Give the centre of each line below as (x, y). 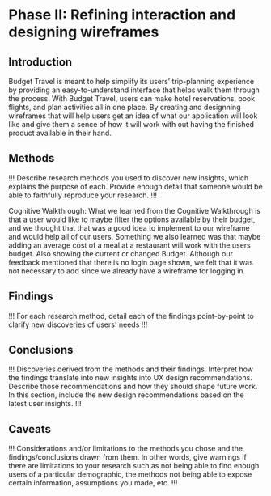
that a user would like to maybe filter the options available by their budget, (132, 219)
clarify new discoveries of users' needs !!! (78, 324)
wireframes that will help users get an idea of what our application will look (133, 116)
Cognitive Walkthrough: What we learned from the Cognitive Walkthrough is (135, 210)
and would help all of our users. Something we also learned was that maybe (135, 236)
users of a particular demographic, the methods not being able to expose (130, 474)
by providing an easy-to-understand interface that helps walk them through (134, 90)
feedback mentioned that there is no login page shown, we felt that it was (131, 262)
